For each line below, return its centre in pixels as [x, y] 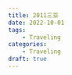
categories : [27, 45]
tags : [17, 30]
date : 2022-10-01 [36, 23]
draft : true [27, 59]
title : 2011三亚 [33, 15]
